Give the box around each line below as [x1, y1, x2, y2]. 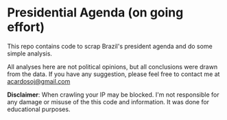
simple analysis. [7, 49, 53, 58]
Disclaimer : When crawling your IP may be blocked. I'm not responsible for [7, 91, 219, 99]
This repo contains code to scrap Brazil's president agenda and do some [7, 42, 213, 50]
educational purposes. [7, 105, 71, 113]
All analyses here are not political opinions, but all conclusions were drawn [7, 62, 218, 71]
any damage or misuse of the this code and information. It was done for [7, 97, 210, 106]
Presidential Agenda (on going [7, 5, 184, 21]
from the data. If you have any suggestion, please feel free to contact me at [7, 70, 220, 78]
